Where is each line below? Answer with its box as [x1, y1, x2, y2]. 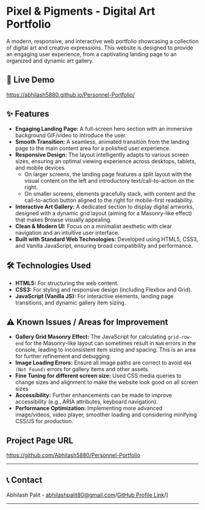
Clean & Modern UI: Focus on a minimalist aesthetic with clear [15, 222, 172, 230]
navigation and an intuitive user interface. [15, 229, 120, 236]
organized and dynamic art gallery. [6, 57, 94, 64]
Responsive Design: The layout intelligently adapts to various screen [15, 151, 189, 158]
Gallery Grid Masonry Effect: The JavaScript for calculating [15, 333, 167, 341]
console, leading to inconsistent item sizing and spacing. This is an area [15, 346, 196, 353]
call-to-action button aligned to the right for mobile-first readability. [24, 196, 194, 204]
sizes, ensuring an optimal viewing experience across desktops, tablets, [15, 157, 196, 164]
